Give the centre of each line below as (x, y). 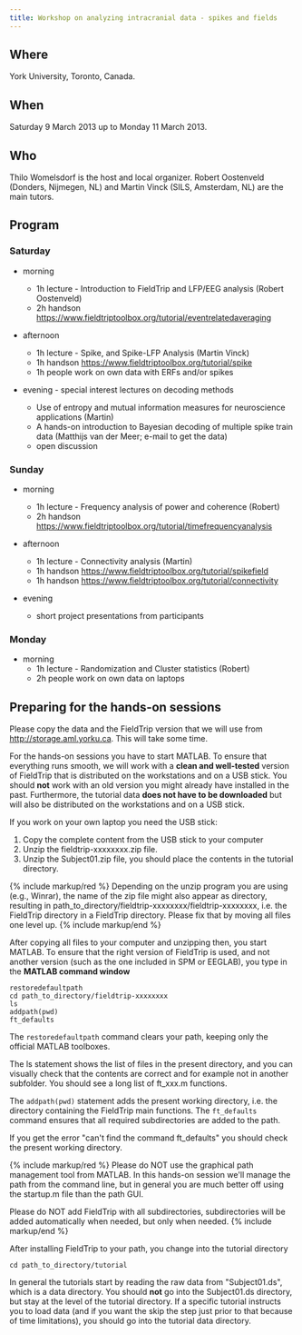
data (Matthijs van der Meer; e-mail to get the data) (132, 436)
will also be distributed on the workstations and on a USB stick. (127, 804)
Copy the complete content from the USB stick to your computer (143, 840)
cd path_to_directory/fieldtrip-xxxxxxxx (89, 996)
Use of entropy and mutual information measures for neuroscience (161, 407)
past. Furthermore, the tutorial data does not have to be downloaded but (146, 795)
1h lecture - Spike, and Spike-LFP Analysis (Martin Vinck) (143, 353)
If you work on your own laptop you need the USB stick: (113, 822)
